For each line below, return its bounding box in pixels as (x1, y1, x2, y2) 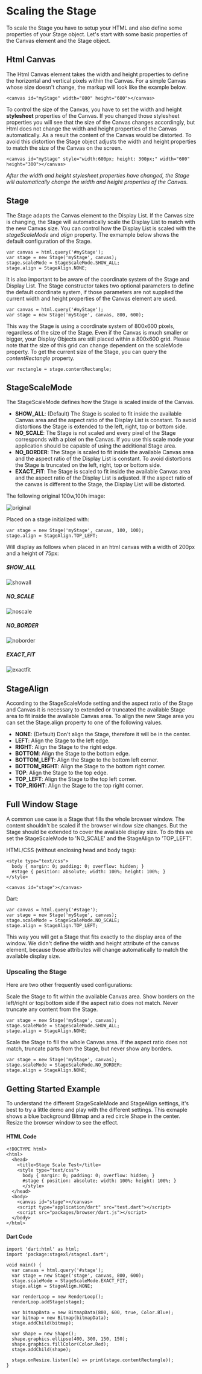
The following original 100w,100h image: (6, 492, 106, 499)
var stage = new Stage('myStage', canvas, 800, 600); (6, 312, 145, 318)
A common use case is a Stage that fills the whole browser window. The (6, 815, 185, 823)
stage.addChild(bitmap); (11, 1320, 74, 1326)
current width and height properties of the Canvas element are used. (6, 295, 177, 302)
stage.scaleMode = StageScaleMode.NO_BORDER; (6, 1062, 122, 1068)
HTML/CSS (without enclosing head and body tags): (6, 846, 136, 853)
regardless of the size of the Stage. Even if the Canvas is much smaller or (6, 329, 189, 336)
